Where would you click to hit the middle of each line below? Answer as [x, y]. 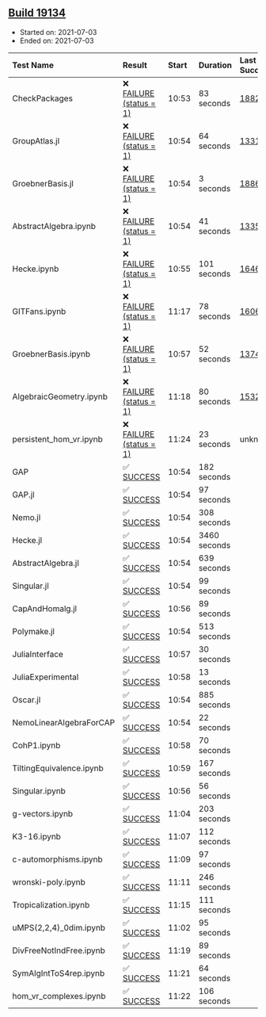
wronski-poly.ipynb [49, 881]
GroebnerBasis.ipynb [51, 354]
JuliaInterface [38, 654]
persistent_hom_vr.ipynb [57, 439]
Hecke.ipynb [36, 269]
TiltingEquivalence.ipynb [58, 768]
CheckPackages [43, 98]
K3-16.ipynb [37, 836]
